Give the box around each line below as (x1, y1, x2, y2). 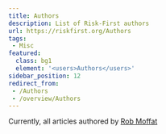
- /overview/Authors (11, 94, 81, 103)
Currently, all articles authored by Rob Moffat (8, 116, 158, 126)
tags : (8, 34, 27, 43)
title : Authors (8, 11, 60, 20)
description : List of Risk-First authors (8, 19, 150, 27)
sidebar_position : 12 (8, 72, 81, 80)
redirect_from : (8, 79, 60, 87)
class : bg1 (15, 57, 52, 65)
